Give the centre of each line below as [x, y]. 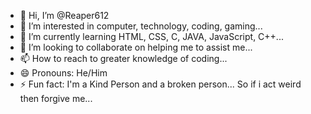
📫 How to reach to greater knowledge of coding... [123, 58]
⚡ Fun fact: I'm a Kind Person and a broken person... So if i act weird [160, 84]
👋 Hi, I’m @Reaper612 [64, 15]
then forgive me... [56, 98]
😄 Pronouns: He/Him [63, 73]
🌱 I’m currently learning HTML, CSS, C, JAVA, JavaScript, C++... [151, 36]
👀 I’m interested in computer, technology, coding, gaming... [141, 26]
